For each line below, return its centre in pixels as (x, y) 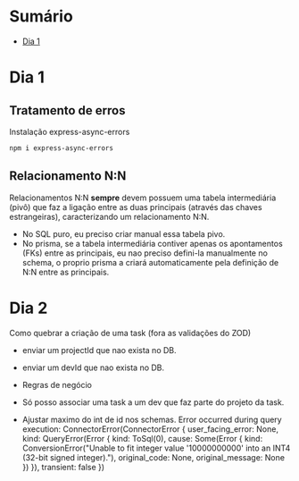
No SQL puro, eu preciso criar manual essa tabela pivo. (124, 233)
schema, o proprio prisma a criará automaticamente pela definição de (150, 262)
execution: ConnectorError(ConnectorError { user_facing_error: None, (150, 429)
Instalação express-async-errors (70, 131)
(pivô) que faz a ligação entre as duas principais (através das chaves (136, 207)
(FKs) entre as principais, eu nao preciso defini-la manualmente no (145, 253)
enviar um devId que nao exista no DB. (93, 367)
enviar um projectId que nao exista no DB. (99, 350)
